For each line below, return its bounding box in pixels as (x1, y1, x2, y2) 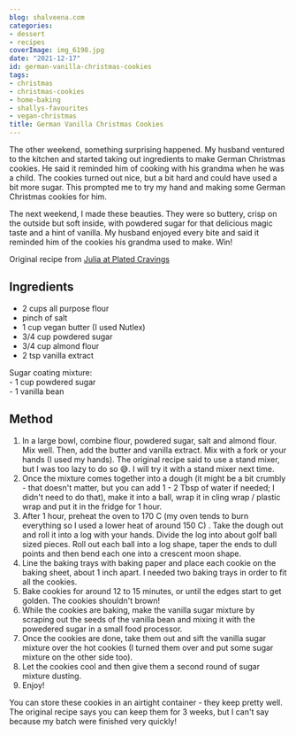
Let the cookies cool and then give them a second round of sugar (21, 661, 261, 671)
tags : (9, 71, 29, 80)
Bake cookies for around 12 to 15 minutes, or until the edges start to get (21, 585, 282, 596)
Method (9, 412, 54, 427)
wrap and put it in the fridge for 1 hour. (21, 501, 162, 512)
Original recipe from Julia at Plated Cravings (9, 254, 171, 264)
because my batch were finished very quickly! (9, 716, 177, 726)
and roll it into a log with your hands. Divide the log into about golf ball (21, 529, 277, 540)
